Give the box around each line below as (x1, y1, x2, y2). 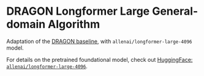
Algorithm (48, 17, 100, 31)
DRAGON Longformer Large (6, 4, 150, 18)
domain (6, 17, 46, 31)
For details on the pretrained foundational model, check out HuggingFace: (6, 56, 193, 63)
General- (152, 4, 198, 18)
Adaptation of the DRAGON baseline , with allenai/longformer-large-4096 (6, 37, 192, 45)
